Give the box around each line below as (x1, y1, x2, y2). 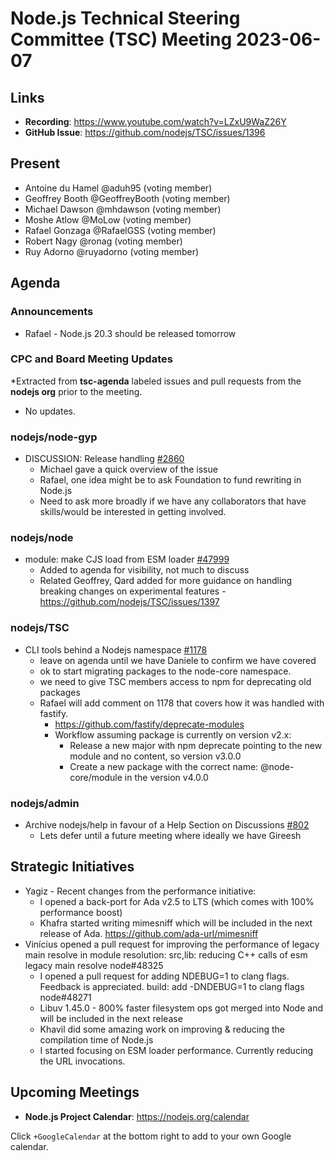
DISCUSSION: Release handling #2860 (24, 453, 185, 465)
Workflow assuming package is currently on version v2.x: (54, 728, 292, 741)
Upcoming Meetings (10, 1084, 140, 1101)
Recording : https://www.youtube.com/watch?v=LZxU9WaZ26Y (24, 116, 287, 127)
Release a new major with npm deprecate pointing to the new (69, 739, 323, 751)
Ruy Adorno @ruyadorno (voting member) (24, 245, 200, 257)
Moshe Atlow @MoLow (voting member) (24, 213, 192, 226)
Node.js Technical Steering (10, 7, 241, 30)
